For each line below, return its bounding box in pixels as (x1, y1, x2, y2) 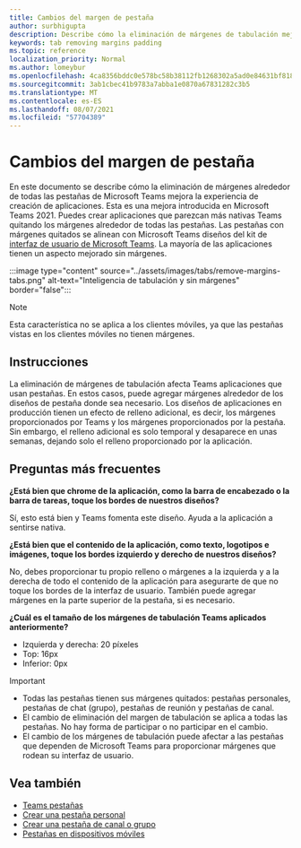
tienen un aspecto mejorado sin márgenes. (9, 248, 168, 259)
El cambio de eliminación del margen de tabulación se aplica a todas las (21, 712, 288, 723)
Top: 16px (21, 648, 58, 659)
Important (9, 675, 46, 686)
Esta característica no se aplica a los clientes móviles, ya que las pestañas (9, 319, 284, 330)
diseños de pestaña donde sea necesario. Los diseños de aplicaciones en (9, 397, 282, 408)
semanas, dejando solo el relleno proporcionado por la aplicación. (9, 436, 253, 446)
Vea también (9, 776, 82, 792)
